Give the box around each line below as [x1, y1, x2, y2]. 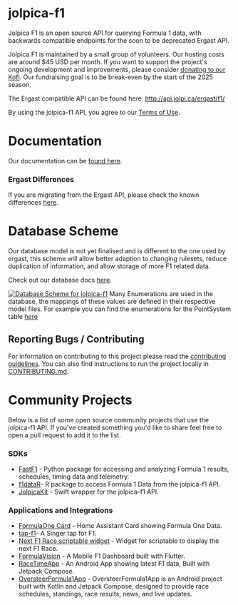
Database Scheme [8, 223, 119, 240]
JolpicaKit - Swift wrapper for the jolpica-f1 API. [18, 487, 159, 497]
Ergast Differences [8, 174, 74, 184]
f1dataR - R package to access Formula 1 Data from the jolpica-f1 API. [18, 480, 221, 489]
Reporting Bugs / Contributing [8, 333, 145, 345]
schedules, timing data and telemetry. [18, 472, 130, 481]
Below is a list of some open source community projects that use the [8, 415, 209, 424]
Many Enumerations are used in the [109, 290, 213, 298]
